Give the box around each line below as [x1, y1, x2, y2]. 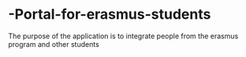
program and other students [8, 39, 100, 48]
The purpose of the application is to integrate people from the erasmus [8, 31, 239, 41]
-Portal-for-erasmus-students [8, 5, 211, 23]
